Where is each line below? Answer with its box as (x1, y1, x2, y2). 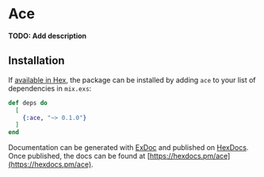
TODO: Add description (8, 31, 87, 40)
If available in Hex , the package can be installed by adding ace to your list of (8, 75, 256, 84)
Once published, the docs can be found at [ (8, 152, 151, 161)
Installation (8, 54, 65, 67)
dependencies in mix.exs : (8, 83, 92, 93)
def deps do (8, 98, 48, 107)
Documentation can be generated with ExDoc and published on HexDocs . (8, 143, 249, 152)
